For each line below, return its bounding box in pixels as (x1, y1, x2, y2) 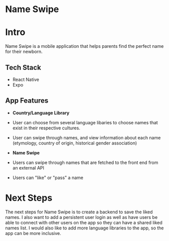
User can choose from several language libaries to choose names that (12, 119, 158, 125)
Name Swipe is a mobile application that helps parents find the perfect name (5, 43, 164, 49)
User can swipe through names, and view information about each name (12, 134, 161, 140)
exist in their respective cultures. (12, 125, 80, 131)
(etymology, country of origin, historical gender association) (12, 140, 137, 146)
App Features (5, 97, 49, 105)
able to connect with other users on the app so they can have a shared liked (5, 219, 162, 225)
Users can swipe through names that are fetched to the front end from (12, 159, 158, 166)
